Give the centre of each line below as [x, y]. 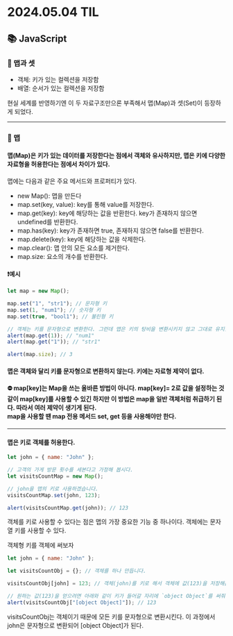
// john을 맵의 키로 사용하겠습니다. [53, 489]
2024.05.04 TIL [53, 12]
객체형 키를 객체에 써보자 [41, 545]
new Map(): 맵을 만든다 [49, 196]
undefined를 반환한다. [48, 222]
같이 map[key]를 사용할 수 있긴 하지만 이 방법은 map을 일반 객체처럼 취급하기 [111, 399]
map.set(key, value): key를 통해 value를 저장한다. [86, 204]
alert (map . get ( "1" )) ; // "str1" [54, 342]
